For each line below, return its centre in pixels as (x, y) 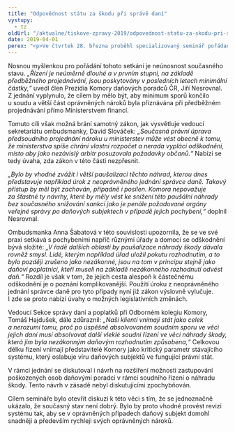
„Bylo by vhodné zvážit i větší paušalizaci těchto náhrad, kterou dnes (108, 174)
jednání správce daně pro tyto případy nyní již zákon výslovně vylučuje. (111, 291)
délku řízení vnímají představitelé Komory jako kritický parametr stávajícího (115, 349)
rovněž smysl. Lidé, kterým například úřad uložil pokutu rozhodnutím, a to (114, 254)
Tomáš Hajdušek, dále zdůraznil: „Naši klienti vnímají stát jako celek (106, 320)
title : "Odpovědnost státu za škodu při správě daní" (88, 14)
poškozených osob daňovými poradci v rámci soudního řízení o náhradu (112, 378)
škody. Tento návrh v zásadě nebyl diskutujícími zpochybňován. (100, 385)
